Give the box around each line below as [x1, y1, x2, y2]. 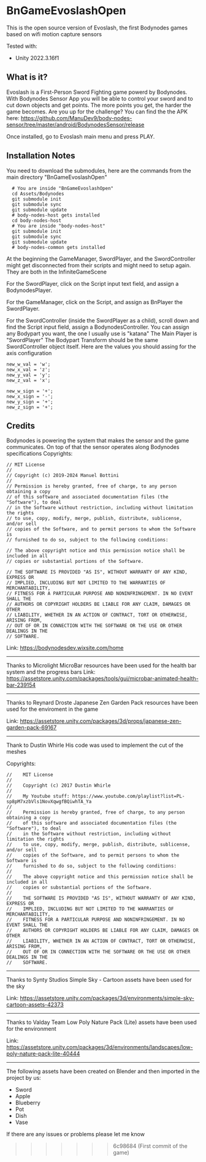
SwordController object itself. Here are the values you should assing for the [6, 343, 196, 350]
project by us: [6, 1074, 41, 1082]
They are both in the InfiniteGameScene [6, 268, 107, 275]
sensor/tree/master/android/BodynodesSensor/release [6, 121, 145, 128]
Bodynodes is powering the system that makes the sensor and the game [6, 437, 189, 445]
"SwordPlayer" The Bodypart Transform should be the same [6, 336, 158, 343]
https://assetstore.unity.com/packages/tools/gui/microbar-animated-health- [6, 675, 199, 682]
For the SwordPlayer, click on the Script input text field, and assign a [6, 280, 179, 287]
